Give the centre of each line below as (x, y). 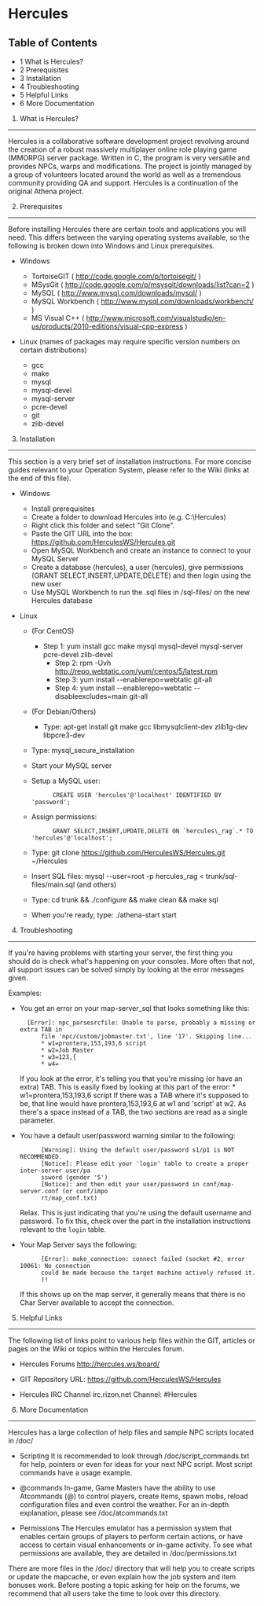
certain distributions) (53, 350)
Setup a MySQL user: (66, 781)
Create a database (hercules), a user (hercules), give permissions (137, 567)
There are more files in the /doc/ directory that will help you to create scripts (132, 1568)
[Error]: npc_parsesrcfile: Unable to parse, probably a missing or (141, 1023)
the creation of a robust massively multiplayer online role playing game (123, 149)
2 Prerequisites (44, 70)
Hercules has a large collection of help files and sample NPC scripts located (131, 1432)
